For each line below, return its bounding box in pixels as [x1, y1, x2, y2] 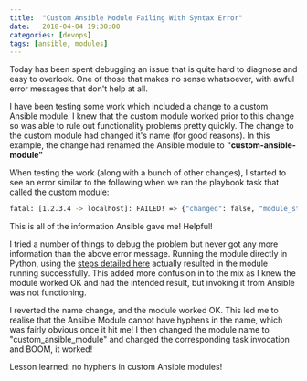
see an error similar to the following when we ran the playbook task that [9, 177, 280, 188]
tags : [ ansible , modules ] [9, 38, 108, 48]
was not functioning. [9, 287, 87, 298]
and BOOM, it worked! [9, 344, 93, 355]
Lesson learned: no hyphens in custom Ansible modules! [9, 362, 223, 373]
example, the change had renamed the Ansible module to [9, 140, 226, 151]
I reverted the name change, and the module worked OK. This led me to [9, 305, 279, 316]
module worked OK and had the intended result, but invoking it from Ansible [9, 278, 295, 289]
